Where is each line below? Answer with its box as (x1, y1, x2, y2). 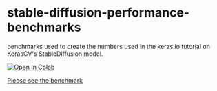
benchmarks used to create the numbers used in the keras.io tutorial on (7, 42, 210, 50)
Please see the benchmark (7, 76, 83, 84)
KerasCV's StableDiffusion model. (7, 50, 103, 58)
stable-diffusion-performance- (7, 5, 190, 21)
